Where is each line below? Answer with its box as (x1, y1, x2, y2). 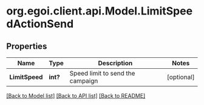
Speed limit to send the (69, 69, 135, 77)
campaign (69, 77, 98, 85)
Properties (6, 41, 47, 51)
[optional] (166, 73, 195, 81)
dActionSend (6, 17, 74, 31)
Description (98, 59, 133, 67)
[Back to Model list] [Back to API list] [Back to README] (6, 92, 146, 99)
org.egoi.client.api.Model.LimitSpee (6, 4, 193, 18)
